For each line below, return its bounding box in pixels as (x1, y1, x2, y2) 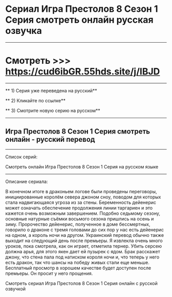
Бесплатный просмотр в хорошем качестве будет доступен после (5, 265, 152, 271)
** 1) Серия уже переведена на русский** (5, 87, 97, 94)
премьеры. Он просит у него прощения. (5, 270, 93, 276)
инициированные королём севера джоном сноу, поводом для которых (5, 194, 161, 200)
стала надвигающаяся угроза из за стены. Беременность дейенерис (5, 199, 157, 206)
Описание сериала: (5, 178, 48, 184)
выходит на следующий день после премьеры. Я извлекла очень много (5, 237, 163, 244)
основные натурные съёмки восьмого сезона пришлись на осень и (5, 215, 154, 221)
